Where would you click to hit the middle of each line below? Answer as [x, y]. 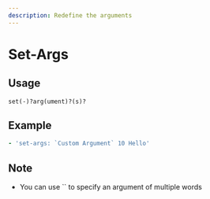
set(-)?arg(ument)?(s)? [47, 101]
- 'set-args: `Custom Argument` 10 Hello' [79, 144]
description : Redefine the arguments [70, 15]
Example [30, 125]
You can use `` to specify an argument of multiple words [111, 187]
